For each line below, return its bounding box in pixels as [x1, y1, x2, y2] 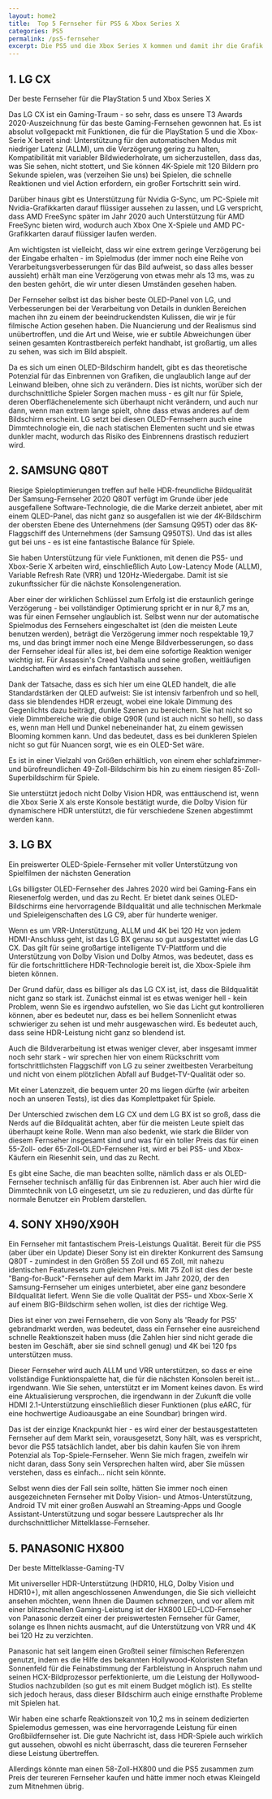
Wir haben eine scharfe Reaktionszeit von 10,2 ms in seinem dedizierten [8, 1714, 249, 1723]
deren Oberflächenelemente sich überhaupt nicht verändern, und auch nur [8, 397, 258, 406]
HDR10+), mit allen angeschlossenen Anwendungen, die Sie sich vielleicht [8, 1588, 257, 1597]
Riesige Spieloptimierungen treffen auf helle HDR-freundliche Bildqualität [8, 485, 253, 495]
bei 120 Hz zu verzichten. [8, 1631, 93, 1641]
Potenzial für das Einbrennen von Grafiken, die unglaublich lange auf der [8, 371, 252, 380]
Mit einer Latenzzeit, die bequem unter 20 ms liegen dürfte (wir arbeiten [8, 1085, 250, 1095]
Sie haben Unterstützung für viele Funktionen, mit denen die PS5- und [8, 553, 244, 562]
